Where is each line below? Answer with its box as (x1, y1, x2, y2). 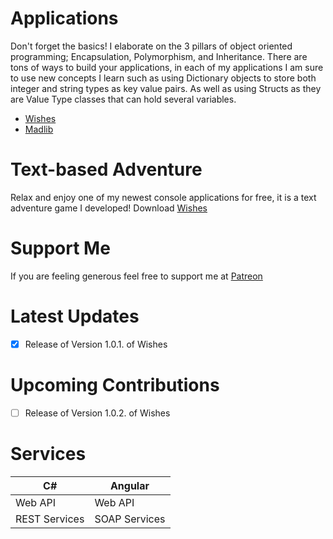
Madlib (24, 123, 54, 135)
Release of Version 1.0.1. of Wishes (24, 338, 168, 350)
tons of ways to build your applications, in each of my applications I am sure (10, 61, 324, 73)
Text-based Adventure (10, 158, 203, 181)
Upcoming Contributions (10, 374, 220, 396)
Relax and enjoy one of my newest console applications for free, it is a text (10, 191, 317, 203)
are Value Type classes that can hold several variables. (10, 93, 237, 105)
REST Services (15, 512, 85, 526)
